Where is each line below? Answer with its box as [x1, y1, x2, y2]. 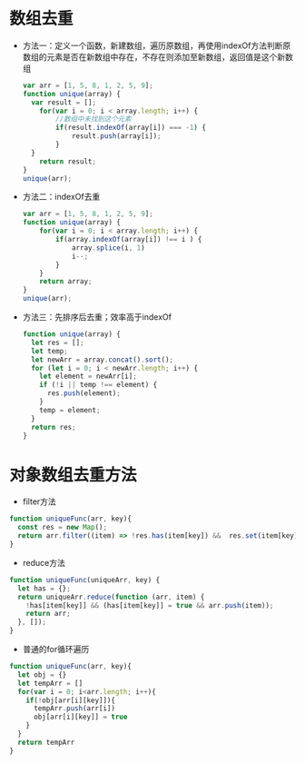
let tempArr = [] [17, 679, 84, 688]
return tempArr [17, 738, 75, 747]
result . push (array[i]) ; [71, 132, 162, 141]
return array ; [39, 277, 93, 286]
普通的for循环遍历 [22, 644, 90, 654]
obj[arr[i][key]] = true [33, 712, 128, 722]
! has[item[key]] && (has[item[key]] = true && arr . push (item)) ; [25, 600, 274, 610]
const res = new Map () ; [17, 523, 107, 532]
